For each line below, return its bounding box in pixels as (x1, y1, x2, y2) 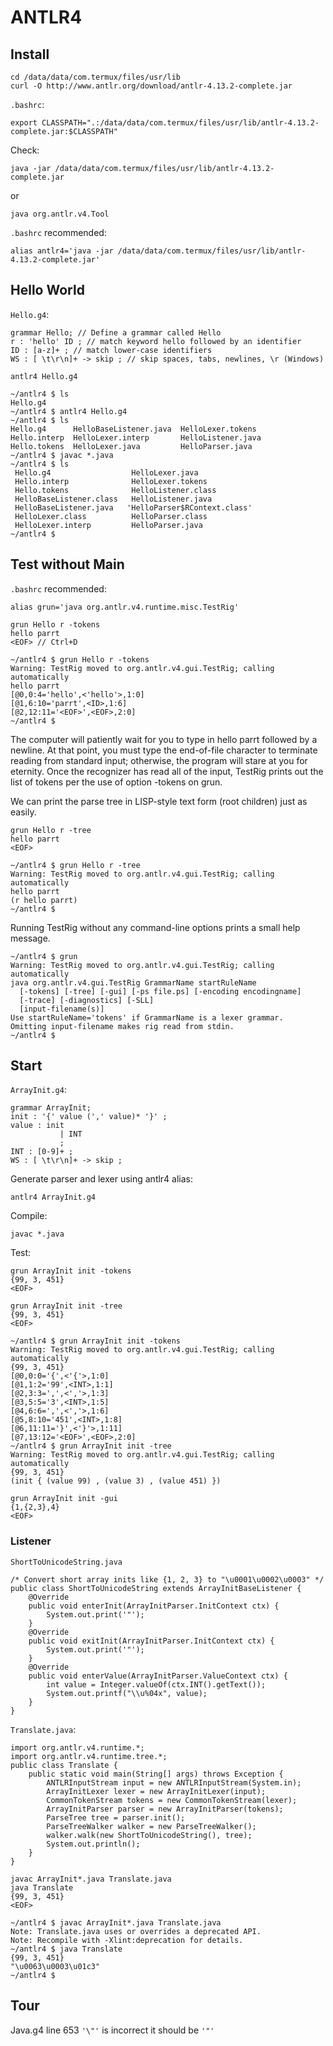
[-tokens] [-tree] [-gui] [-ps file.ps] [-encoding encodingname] (19, 986, 302, 996)
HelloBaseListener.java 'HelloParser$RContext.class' (14, 502, 253, 513)
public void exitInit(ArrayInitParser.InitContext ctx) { (28, 1636, 275, 1646)
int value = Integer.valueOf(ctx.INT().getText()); (46, 1679, 267, 1690)
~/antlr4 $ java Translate (10, 1944, 123, 1954)
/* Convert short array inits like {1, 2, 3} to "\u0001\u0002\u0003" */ (10, 1574, 325, 1585)
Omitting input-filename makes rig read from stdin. (10, 1021, 235, 1031)
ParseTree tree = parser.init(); (46, 1812, 186, 1823)
